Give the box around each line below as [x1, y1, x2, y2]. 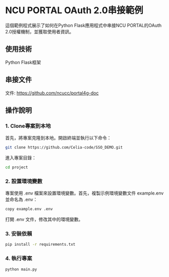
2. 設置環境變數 [5, 177, 43, 184]
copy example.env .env [5, 207, 53, 212]
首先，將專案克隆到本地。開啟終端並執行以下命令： [5, 135, 111, 141]
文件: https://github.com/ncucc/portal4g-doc [5, 89, 99, 96]
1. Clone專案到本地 [5, 122, 51, 129]
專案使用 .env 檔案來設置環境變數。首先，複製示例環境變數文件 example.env [5, 190, 164, 196]
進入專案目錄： [5, 155, 36, 161]
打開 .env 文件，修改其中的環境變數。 [5, 216, 83, 222]
